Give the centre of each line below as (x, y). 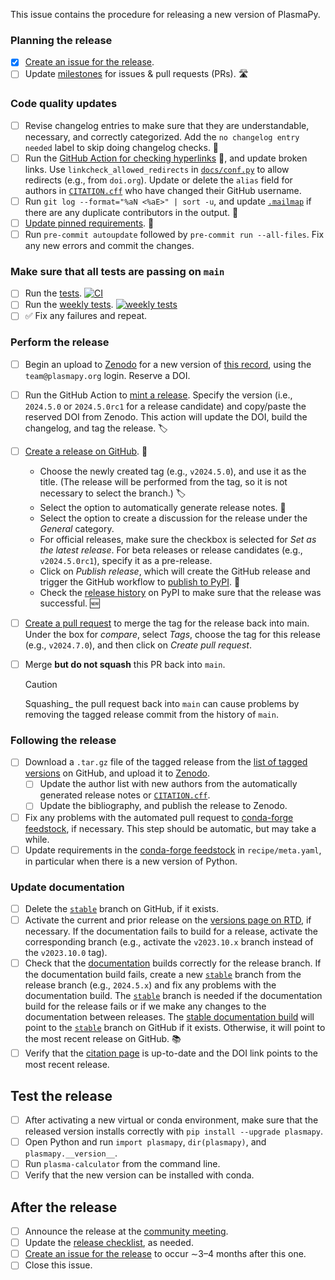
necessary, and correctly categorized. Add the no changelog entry (162, 136)
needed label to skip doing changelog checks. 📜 (122, 147)
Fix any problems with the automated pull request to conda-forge (159, 817)
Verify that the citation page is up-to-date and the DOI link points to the (171, 1053)
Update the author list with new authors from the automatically (168, 784)
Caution (41, 685)
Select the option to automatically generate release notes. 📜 (163, 507)
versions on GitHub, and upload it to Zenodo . (117, 773)
